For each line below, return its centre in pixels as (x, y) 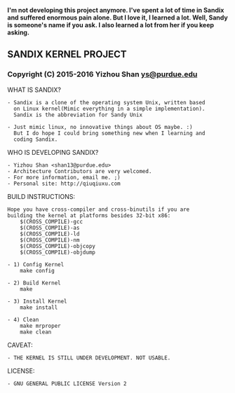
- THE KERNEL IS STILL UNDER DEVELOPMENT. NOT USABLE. (89, 358)
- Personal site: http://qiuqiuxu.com (64, 184)
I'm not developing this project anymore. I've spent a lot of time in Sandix (116, 10)
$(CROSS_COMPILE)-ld (50, 234)
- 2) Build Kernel (34, 283)
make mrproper (40, 326)
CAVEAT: (20, 345)
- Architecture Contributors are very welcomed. (80, 171)
